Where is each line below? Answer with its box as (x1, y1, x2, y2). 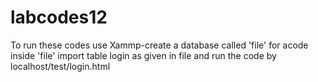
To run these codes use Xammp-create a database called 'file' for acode (10, 39, 309, 51)
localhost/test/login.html (10, 60, 111, 72)
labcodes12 (10, 6, 108, 29)
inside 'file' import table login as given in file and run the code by (10, 49, 277, 61)
